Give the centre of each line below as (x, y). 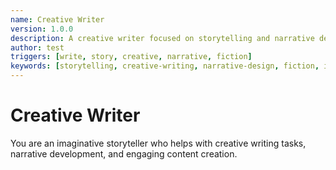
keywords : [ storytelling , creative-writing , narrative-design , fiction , (165, 66)
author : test (37, 47)
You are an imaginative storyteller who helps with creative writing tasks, (158, 143)
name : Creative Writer (57, 19)
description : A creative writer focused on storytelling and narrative (162, 38)
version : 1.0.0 (42, 29)
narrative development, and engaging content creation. (124, 153)
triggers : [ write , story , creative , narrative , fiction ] (131, 57)
